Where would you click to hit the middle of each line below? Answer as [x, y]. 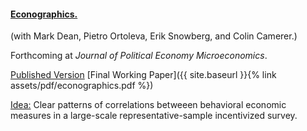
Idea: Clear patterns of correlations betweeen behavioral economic [148, 105]
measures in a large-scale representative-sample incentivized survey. [154, 116]
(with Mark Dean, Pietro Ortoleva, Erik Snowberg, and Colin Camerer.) [154, 36]
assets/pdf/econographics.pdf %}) [82, 86]
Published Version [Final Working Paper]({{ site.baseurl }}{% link [143, 75]
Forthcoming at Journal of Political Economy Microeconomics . [139, 56]
